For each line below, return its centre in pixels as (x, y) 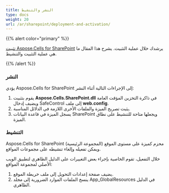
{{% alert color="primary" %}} (38, 39)
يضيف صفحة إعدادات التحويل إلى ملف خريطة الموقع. (63, 174)
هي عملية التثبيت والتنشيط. (31, 54)
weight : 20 (17, 19)
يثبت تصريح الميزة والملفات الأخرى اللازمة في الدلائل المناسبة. (72, 108)
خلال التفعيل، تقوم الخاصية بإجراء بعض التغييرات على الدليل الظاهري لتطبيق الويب (83, 158)
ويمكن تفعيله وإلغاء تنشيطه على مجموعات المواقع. (53, 149)
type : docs (17, 15)
